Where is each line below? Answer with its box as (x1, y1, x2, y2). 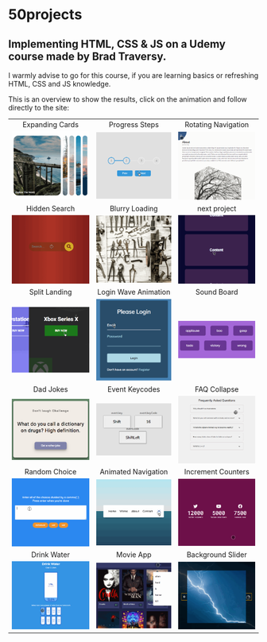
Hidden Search (26, 203, 75, 213)
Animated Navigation (99, 466, 168, 476)
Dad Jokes (33, 384, 68, 394)
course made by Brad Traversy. (8, 49, 167, 63)
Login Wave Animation (97, 288, 171, 297)
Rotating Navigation (184, 119, 250, 129)
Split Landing (29, 288, 72, 297)
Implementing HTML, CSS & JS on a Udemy (8, 37, 226, 51)
